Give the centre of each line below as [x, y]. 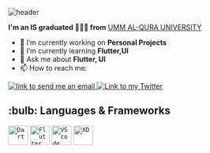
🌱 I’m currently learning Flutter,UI [74, 51]
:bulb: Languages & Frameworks [90, 111]
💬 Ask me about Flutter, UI [63, 59]
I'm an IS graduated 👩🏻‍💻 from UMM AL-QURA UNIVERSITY [105, 27]
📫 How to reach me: [53, 68]
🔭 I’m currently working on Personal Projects [93, 42]
